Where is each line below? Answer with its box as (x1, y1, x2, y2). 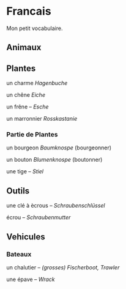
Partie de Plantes (6, 130, 58, 139)
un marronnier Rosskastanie (6, 115, 78, 122)
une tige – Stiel (6, 168, 44, 175)
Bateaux (6, 250, 32, 258)
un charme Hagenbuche (6, 80, 68, 87)
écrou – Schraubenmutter (6, 214, 71, 221)
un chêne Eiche (6, 91, 46, 99)
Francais (6, 4, 51, 18)
